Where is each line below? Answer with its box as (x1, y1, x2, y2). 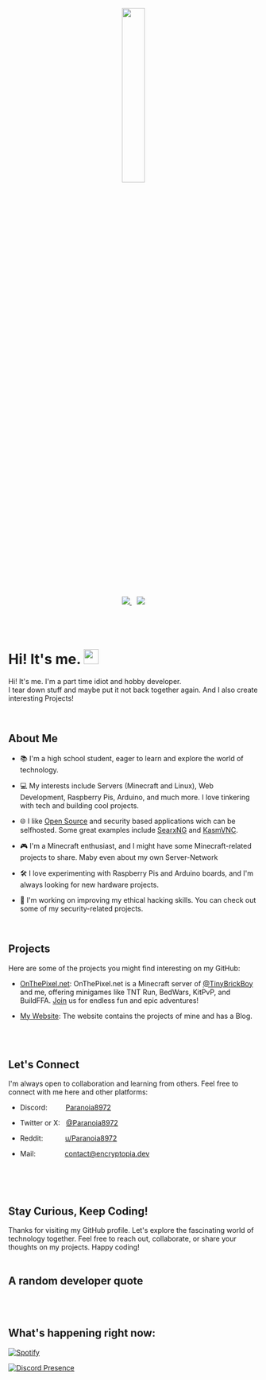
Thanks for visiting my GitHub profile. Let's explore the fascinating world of (8, 1226, 254, 1235)
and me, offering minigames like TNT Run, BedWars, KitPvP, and (19, 987, 231, 997)
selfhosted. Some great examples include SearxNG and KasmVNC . (19, 825, 238, 834)
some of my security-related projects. (19, 904, 144, 913)
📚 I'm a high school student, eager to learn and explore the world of (19, 753, 244, 763)
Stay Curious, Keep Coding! (8, 1204, 148, 1218)
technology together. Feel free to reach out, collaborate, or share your (8, 1234, 237, 1244)
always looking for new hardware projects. (19, 880, 159, 889)
